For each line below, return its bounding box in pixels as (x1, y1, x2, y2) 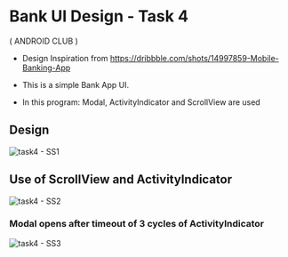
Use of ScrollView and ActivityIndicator (9, 172, 233, 188)
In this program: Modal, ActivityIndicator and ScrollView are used (21, 96, 260, 108)
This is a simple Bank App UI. (21, 79, 130, 90)
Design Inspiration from (21, 52, 108, 63)
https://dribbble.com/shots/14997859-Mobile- (109, 52, 280, 63)
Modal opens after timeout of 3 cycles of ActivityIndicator (9, 218, 265, 230)
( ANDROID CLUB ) (9, 36, 78, 46)
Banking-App (21, 62, 71, 73)
